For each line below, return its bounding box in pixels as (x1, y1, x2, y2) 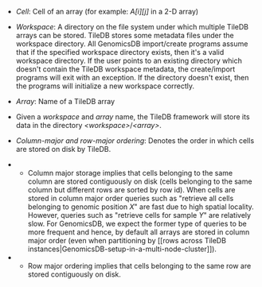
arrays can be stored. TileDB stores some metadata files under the (15, 31, 234, 40)
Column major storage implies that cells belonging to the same (27, 169, 233, 177)
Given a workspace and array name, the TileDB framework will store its (15, 112, 250, 122)
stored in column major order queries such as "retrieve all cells (27, 194, 234, 203)
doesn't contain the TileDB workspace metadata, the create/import (15, 64, 236, 74)
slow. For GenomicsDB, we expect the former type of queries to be (27, 219, 247, 228)
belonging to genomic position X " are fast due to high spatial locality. (27, 202, 255, 211)
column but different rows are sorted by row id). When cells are (27, 185, 236, 194)
